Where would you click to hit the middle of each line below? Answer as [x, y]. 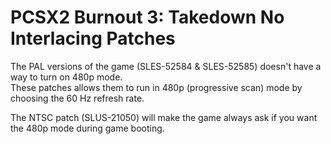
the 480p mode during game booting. [87, 128]
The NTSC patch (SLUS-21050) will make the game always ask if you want [164, 117]
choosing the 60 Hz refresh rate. [77, 98]
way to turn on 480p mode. [66, 77]
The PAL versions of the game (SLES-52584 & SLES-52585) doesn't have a [166, 66]
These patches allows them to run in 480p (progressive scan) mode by [156, 87]
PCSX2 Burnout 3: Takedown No [147, 17]
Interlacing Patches [93, 38]
